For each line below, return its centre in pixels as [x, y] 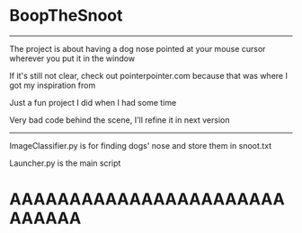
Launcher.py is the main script [65, 163]
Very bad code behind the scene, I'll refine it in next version [120, 120]
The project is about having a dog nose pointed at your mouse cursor [138, 48]
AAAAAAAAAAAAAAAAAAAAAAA [147, 199]
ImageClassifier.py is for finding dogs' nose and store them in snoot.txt [141, 145]
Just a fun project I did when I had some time [93, 102]
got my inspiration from [53, 85]
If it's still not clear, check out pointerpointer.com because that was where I [148, 75]
